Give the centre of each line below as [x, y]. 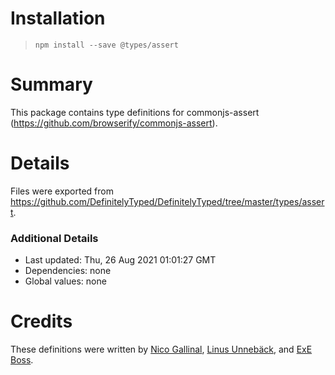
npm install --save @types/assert [106, 45]
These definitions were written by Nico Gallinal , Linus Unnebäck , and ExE [161, 349]
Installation [58, 18]
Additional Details [54, 238]
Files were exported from [62, 191]
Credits [41, 321]
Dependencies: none [68, 271]
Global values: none [65, 281]
